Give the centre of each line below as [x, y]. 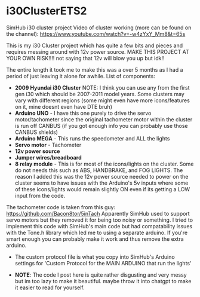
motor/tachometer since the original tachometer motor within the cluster [104, 119]
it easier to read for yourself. [50, 287]
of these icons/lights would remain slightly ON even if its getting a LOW [102, 189]
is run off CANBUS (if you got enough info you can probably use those [101, 125]
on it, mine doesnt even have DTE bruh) [63, 106]
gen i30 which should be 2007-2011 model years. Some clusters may [100, 94]
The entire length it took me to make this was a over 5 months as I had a [95, 69]
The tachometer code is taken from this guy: [61, 207]
